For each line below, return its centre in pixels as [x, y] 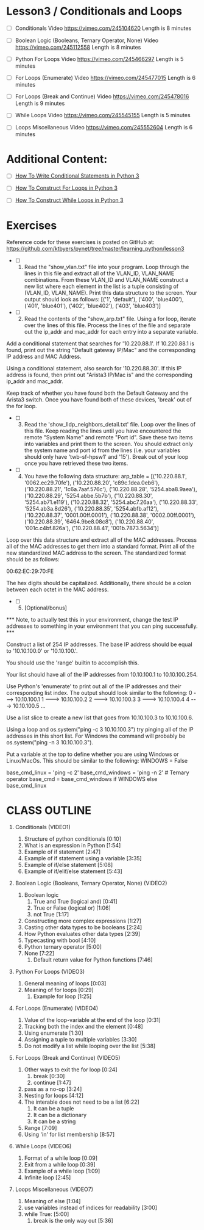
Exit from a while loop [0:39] [60, 1165]
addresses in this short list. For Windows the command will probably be [96, 736]
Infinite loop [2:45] [47, 1178]
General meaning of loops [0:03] [65, 984]
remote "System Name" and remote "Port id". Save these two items [108, 437]
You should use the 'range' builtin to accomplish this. [73, 663]
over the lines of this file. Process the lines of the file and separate [107, 325]
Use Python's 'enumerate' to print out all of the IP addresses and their [94, 686]
